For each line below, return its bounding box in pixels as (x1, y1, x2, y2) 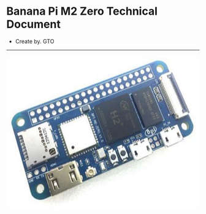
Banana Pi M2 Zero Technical (6, 4, 158, 18)
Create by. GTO (15, 37, 55, 45)
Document (6, 17, 61, 31)
